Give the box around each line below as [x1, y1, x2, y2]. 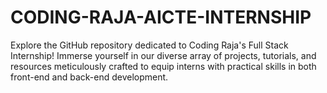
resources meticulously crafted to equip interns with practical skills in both [10, 60, 317, 72]
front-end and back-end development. [10, 71, 169, 83]
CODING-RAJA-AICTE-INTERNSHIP [10, 6, 312, 29]
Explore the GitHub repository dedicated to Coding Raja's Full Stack [10, 39, 289, 51]
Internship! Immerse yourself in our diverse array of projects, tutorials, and [10, 49, 317, 61]
